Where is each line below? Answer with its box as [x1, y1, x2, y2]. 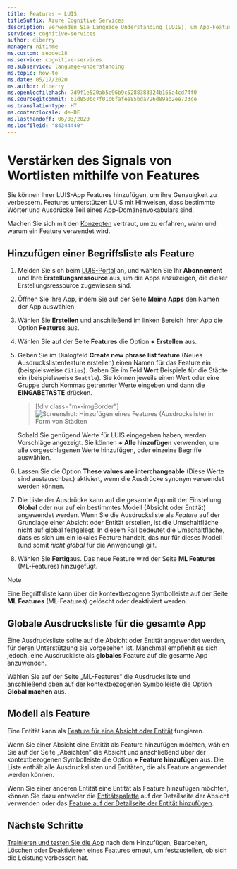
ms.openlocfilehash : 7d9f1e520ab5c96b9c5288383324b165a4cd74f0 [7, 89, 197, 96]
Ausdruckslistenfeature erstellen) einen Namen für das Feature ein [17, 358, 212, 367]
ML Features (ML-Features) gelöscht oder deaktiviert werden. [7, 597, 188, 605]
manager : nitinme [7, 43, 59, 50]
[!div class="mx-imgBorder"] [35, 402, 119, 410]
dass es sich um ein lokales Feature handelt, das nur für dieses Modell [17, 533, 222, 542]
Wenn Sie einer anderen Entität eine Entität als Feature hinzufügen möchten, [7, 784, 229, 792]
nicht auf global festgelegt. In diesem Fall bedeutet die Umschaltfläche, [17, 526, 225, 534]
